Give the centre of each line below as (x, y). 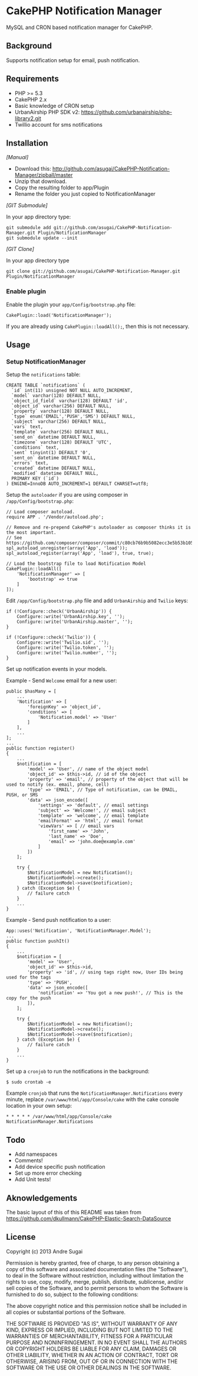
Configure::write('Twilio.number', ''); (67, 653)
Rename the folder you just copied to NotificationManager (85, 194)
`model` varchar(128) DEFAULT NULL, (56, 396)
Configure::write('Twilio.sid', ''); (63, 643)
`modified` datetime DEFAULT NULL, (55, 474)
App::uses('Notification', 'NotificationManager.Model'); (79, 931)
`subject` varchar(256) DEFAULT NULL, (59, 422)
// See (14, 538)
